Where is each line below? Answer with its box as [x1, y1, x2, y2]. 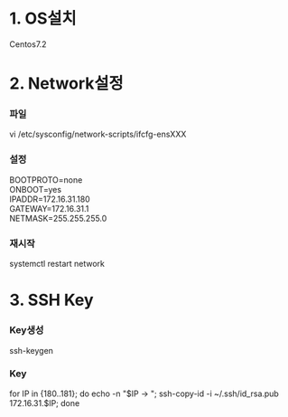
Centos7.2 [9, 38, 47, 50]
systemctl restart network [9, 259, 106, 270]
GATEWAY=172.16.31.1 [9, 203, 89, 213]
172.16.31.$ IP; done [9, 397, 80, 408]
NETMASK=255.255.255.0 [9, 213, 107, 223]
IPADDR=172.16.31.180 [9, 194, 90, 204]
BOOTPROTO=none [9, 174, 83, 185]
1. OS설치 [9, 8, 77, 29]
